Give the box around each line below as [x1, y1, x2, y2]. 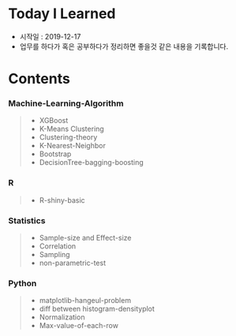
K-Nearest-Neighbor [39, 141, 107, 151]
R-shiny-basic [39, 195, 85, 205]
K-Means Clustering [39, 124, 104, 134]
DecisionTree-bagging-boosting [39, 158, 144, 167]
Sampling [39, 250, 70, 259]
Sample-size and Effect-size [39, 233, 132, 243]
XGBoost [39, 116, 69, 125]
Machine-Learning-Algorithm [8, 98, 124, 109]
